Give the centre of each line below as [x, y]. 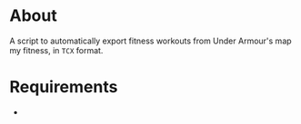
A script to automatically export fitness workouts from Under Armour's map [151, 41]
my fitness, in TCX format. [56, 50]
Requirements [64, 87]
